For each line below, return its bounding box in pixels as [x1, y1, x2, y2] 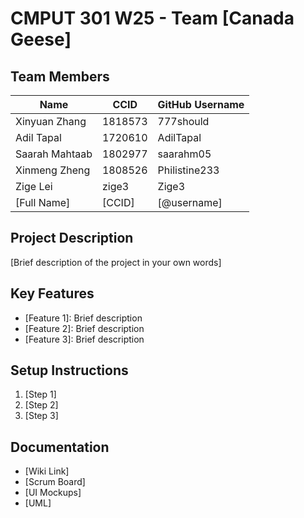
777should [157, 115, 210, 128]
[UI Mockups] [24, 487, 82, 499]
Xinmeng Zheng [15, 163, 91, 177]
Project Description [10, 230, 134, 247]
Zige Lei [15, 180, 53, 193]
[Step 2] [24, 399, 59, 411]
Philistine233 [157, 163, 220, 177]
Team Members [10, 68, 110, 85]
